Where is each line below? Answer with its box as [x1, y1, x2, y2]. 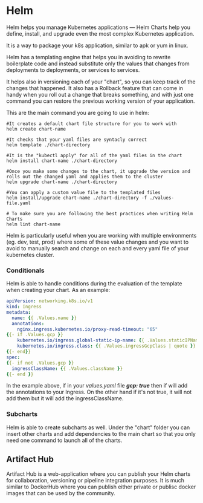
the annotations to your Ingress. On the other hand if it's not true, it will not [6, 388, 192, 396]
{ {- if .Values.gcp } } [6, 332, 63, 338]
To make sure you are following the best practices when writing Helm [11, 210, 193, 216]
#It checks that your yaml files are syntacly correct [6, 137, 147, 143]
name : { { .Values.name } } [11, 315, 77, 321]
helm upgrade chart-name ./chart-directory [6, 179, 118, 185]
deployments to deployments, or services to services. [6, 66, 140, 73]
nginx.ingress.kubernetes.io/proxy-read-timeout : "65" [17, 326, 158, 333]
